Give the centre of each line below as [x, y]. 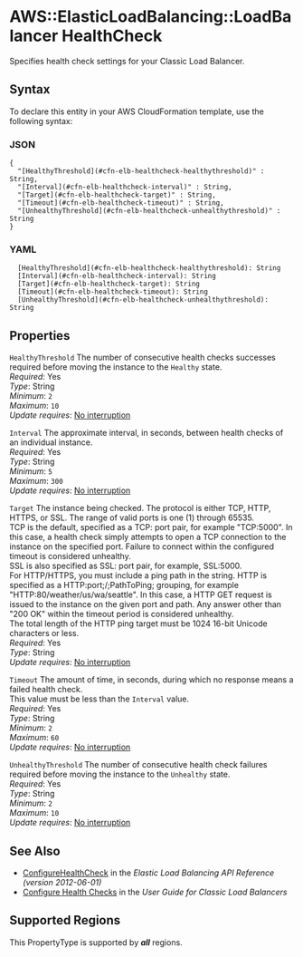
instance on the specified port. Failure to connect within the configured [142, 546]
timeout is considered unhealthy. [70, 556]
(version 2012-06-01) [62, 882]
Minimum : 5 [31, 471]
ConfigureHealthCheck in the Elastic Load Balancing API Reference [148, 873]
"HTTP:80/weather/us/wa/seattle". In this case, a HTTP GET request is [141, 594]
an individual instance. [51, 442]
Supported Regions [65, 920]
